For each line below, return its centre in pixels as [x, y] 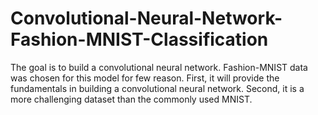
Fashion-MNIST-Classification [139, 39]
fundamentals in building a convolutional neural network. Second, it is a [157, 88]
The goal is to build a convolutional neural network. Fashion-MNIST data [159, 67]
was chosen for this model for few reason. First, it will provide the [145, 78]
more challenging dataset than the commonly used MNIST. [131, 99]
